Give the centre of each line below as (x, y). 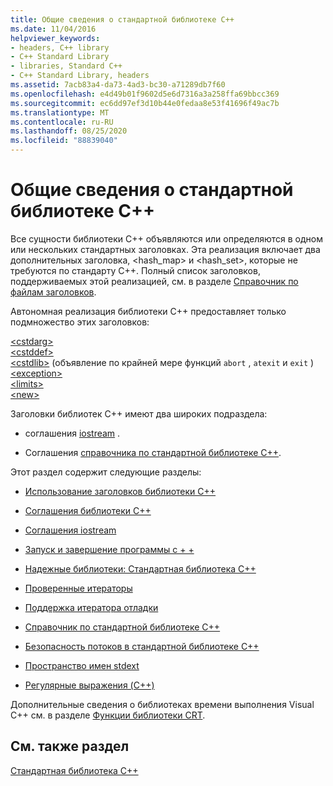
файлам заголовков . (53, 292)
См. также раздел (70, 746)
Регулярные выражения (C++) (89, 685)
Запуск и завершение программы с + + (109, 549)
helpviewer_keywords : (55, 38)
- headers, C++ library (60, 47)
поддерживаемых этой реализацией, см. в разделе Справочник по (154, 281)
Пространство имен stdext (82, 665)
